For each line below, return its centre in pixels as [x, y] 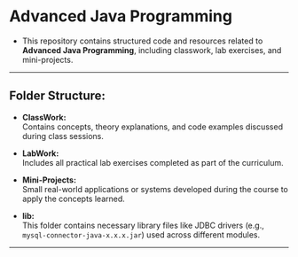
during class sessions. [63, 136]
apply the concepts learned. [74, 199]
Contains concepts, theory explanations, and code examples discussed [153, 127]
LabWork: [40, 153]
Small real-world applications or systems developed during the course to [155, 189]
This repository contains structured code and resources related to [142, 41]
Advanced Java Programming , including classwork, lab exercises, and [152, 50]
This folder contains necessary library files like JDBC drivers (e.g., [143, 225]
